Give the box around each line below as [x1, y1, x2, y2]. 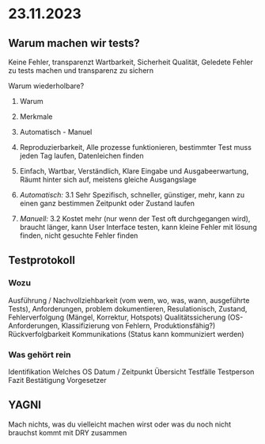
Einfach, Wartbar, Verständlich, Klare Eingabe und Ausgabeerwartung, [19, 166, 249, 175]
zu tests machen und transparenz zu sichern [8, 66, 154, 75]
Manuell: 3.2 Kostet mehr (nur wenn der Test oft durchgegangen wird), [19, 214, 251, 223]
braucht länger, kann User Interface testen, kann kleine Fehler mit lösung [19, 223, 257, 232]
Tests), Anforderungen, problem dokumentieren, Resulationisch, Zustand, [8, 304, 248, 313]
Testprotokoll [8, 254, 75, 267]
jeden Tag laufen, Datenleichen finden [19, 151, 144, 160]
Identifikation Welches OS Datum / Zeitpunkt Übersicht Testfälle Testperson [8, 366, 255, 377]
